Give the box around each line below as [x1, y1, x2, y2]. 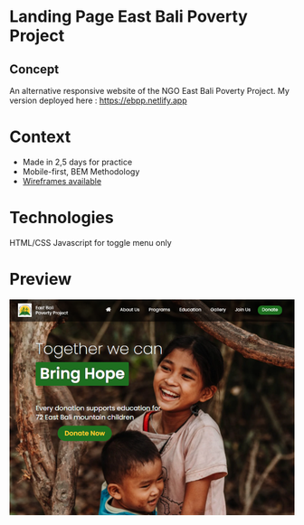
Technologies [9, 208, 115, 228]
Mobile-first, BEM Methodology [22, 165, 140, 177]
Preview [9, 269, 72, 290]
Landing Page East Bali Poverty [9, 6, 249, 27]
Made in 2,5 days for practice [22, 156, 133, 167]
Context [9, 127, 71, 147]
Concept [9, 61, 60, 77]
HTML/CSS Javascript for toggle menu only [9, 237, 172, 248]
